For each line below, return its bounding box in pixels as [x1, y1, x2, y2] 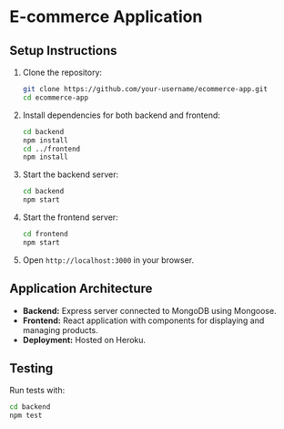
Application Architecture [9, 281, 153, 297]
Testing [9, 361, 54, 376]
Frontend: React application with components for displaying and [22, 315, 265, 326]
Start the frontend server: [22, 212, 118, 223]
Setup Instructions [9, 43, 117, 58]
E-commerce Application [9, 6, 203, 27]
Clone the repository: [22, 67, 103, 78]
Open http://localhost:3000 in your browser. [22, 254, 194, 266]
